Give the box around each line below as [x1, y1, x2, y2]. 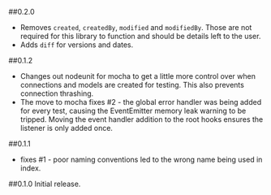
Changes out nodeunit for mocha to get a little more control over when [19, 71, 256, 80]
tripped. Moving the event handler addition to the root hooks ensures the [19, 115, 264, 124]
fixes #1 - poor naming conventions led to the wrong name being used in [19, 154, 263, 164]
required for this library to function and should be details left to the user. [19, 32, 261, 41]
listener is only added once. [19, 123, 114, 132]
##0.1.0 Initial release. [8, 179, 81, 188]
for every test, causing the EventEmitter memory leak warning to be [19, 106, 247, 115]
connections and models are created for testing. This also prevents [19, 80, 245, 89]
